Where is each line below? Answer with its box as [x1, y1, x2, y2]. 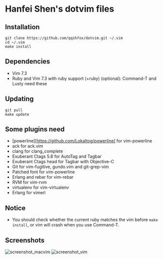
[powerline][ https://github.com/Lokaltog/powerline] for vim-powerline [12, 138, 152, 144]
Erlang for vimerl [12, 190, 46, 196]
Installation [5, 23, 40, 31]
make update [5, 112, 29, 117]
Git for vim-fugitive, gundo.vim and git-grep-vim [12, 164, 109, 170]
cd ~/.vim [5, 40, 25, 45]
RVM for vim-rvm [12, 179, 47, 185]
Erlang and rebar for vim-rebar [12, 174, 74, 180]
